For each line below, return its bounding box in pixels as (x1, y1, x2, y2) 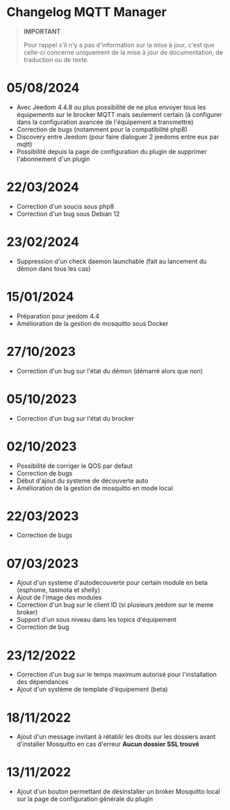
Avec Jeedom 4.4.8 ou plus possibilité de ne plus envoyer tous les (16, 102, 206, 111)
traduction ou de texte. (23, 55, 90, 63)
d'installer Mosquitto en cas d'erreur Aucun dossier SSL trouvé (16, 740, 199, 749)
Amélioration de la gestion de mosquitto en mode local (16, 483, 173, 492)
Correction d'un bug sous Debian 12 (16, 210, 120, 218)
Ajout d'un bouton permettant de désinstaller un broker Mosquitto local (16, 788, 220, 796)
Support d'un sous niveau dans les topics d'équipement (16, 616, 176, 624)
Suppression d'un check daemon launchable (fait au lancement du (16, 257, 207, 265)
